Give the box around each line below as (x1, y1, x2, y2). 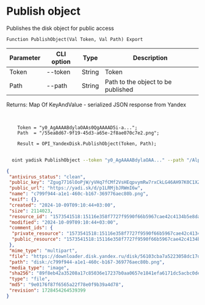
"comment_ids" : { (9, 225, 53, 231)
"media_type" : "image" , (9, 265, 70, 271)
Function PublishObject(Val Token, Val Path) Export (6, 36, 143, 42)
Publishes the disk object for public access (6, 24, 115, 32)
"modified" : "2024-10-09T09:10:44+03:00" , (9, 219, 119, 226)
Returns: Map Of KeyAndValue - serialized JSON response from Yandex (6, 101, 187, 108)
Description (133, 53, 168, 62)
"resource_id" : (9, 213, 48, 219)
